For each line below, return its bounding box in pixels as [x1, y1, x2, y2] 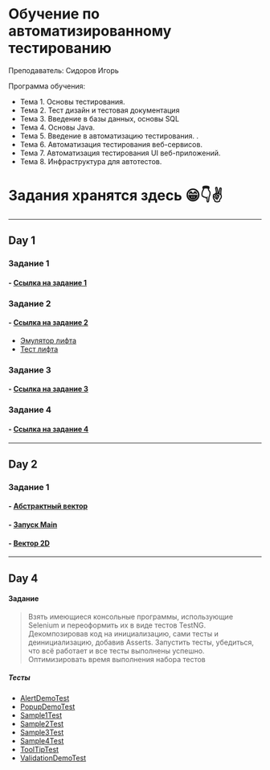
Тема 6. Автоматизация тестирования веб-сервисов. [19, 139, 203, 149]
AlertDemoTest [19, 693, 70, 702]
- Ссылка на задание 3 [8, 384, 88, 394]
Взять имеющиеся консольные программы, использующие [27, 611, 234, 621]
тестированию [8, 39, 112, 57]
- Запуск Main [8, 520, 58, 529]
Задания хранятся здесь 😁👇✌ [8, 187, 223, 205]
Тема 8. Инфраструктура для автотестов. [19, 156, 162, 166]
